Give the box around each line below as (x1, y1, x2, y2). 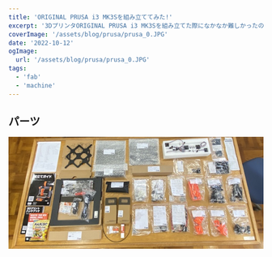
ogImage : (8, 47, 38, 56)
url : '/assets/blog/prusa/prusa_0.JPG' (15, 56, 151, 64)
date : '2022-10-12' (8, 39, 74, 47)
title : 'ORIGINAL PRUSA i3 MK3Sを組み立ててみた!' (8, 13, 173, 21)
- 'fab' (15, 73, 42, 81)
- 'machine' (15, 81, 57, 89)
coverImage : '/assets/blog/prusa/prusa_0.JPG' (8, 30, 168, 38)
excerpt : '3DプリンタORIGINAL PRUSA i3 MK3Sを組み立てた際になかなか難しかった (8, 21, 259, 30)
